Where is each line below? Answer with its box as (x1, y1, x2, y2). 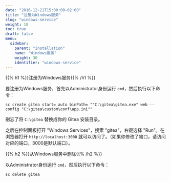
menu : (5, 36, 17, 42)
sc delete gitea (5, 172, 40, 177)
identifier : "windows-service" (14, 60, 81, 65)
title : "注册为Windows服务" (5, 12, 61, 17)
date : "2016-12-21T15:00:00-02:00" (5, 7, 81, 13)
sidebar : (10, 41, 29, 46)
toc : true (5, 27, 27, 32)
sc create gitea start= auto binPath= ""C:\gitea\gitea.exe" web (5, 102, 147, 108)
